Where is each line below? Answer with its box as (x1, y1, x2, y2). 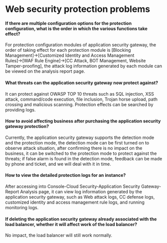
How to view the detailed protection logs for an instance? (5, 172, 126, 178)
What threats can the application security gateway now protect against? (5, 80, 159, 86)
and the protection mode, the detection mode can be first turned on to (5, 139, 150, 145)
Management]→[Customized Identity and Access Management (5, 52, 135, 58)
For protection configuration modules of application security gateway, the (5, 42, 157, 48)
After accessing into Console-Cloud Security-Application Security (5, 183, 141, 189)
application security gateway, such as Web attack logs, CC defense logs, (5, 194, 155, 200)
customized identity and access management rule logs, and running (5, 199, 145, 205)
